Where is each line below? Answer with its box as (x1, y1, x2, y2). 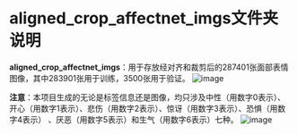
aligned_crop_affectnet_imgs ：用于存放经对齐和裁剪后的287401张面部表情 (9, 62, 289, 72)
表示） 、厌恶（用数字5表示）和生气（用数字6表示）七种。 (22, 113, 239, 125)
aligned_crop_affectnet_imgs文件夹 (9, 8, 278, 29)
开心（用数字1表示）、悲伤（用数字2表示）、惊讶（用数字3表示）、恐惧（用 (9, 103, 278, 113)
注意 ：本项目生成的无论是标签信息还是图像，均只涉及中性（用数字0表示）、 (9, 91, 285, 103)
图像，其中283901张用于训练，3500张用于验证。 (9, 72, 190, 83)
